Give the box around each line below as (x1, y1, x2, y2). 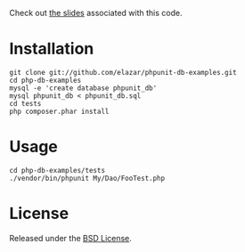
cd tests (9, 99, 42, 108)
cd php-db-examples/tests (9, 166, 105, 175)
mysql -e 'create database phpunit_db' (9, 84, 158, 93)
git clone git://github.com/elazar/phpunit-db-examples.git (9, 68, 238, 77)
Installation (9, 39, 94, 59)
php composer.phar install (9, 107, 110, 116)
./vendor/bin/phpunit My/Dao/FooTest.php (9, 174, 166, 183)
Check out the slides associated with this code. (9, 8, 183, 18)
